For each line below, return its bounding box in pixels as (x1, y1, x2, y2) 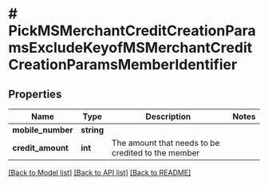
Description (145, 111, 191, 122)
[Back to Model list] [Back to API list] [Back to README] (8, 168, 191, 177)
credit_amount (12, 143, 69, 153)
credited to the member (111, 148, 200, 158)
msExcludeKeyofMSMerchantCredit (8, 39, 253, 57)
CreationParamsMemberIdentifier (8, 56, 238, 74)
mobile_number (12, 124, 73, 136)
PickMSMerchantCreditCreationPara (8, 22, 257, 40)
